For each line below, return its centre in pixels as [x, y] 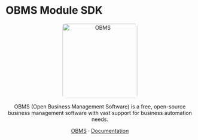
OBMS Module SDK [54, 10]
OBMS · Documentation [100, 130]
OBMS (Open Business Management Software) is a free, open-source [100, 106]
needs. [100, 119]
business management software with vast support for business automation [100, 113]
